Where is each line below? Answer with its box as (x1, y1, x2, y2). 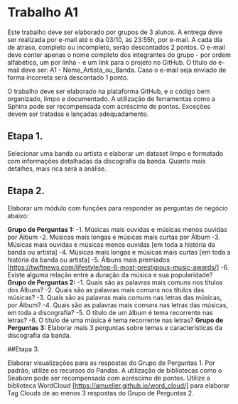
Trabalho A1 (7, 4, 78, 21)
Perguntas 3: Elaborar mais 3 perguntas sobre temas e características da (7, 323, 222, 331)
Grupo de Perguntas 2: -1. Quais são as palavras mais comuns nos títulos (7, 278, 223, 287)
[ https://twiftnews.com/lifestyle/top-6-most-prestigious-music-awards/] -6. (7, 262, 229, 271)
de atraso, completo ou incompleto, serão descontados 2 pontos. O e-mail (7, 43, 226, 51)
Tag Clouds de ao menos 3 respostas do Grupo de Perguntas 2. (7, 388, 194, 397)
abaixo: (7, 211, 29, 220)
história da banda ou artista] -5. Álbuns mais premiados (7, 255, 171, 264)
